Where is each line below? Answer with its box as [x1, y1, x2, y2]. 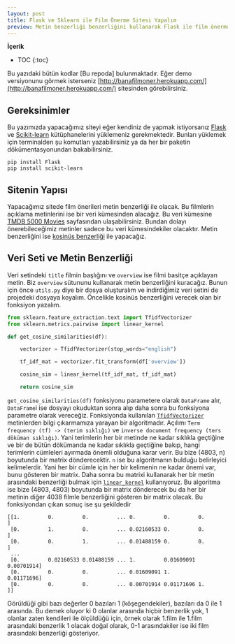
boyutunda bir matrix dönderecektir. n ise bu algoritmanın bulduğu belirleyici [7, 455, 227, 464]
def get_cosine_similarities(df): [7, 333, 108, 340]
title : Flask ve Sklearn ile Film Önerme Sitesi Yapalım [7, 17, 177, 24]
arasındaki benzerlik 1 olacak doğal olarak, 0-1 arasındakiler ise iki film [7, 621, 209, 629]
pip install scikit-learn [7, 165, 83, 172]
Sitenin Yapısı [7, 184, 69, 196]
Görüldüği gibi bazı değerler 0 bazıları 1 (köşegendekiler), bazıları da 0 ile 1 [7, 599, 222, 608]
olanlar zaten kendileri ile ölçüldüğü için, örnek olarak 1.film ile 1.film [7, 614, 202, 622]
